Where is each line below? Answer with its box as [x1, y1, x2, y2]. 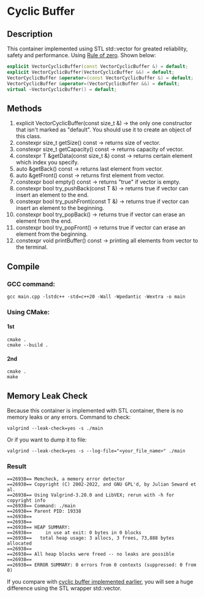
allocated [7, 540, 32, 547]
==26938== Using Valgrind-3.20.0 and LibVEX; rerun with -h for [7, 492, 175, 499]
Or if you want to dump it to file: [7, 436, 87, 443]
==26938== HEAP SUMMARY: [7, 524, 70, 530]
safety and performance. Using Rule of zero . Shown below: [7, 52, 157, 59]
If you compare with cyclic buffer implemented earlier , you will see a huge [7, 578, 194, 586]
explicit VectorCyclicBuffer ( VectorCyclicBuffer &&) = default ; [7, 69, 175, 75]
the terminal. [15, 244, 48, 251]
